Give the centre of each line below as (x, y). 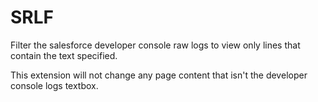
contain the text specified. (64, 55)
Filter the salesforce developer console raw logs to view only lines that (155, 45)
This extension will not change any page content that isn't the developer (159, 75)
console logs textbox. (54, 85)
